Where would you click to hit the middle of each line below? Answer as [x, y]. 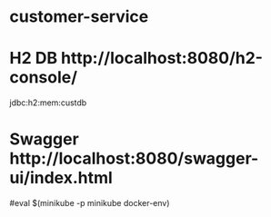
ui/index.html [61, 178]
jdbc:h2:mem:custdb [48, 103]
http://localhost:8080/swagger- [134, 158]
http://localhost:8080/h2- [162, 59]
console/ [44, 78]
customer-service [79, 17]
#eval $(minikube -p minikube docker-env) [90, 203]
